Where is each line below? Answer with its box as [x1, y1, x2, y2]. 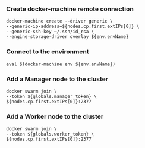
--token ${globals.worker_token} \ [6, 131, 94, 137]
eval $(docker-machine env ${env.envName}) [6, 61, 116, 67]
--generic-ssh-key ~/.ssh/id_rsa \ [6, 29, 94, 34]
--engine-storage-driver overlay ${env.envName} [6, 34, 129, 40]
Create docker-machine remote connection [6, 5, 134, 13]
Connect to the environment [6, 48, 89, 56]
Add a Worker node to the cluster [6, 112, 104, 121]
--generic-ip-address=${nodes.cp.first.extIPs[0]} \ [6, 23, 140, 30]
